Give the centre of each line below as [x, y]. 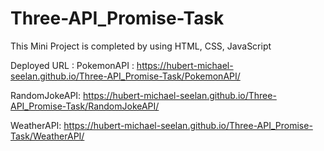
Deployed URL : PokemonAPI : [72, 65]
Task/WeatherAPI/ [47, 136]
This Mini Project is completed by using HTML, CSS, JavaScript [141, 46]
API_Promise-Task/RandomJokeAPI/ [85, 106]
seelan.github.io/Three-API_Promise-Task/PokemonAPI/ [125, 76]
